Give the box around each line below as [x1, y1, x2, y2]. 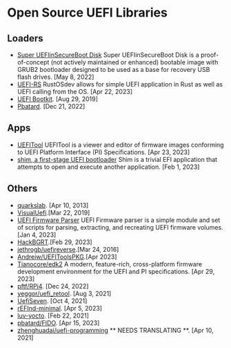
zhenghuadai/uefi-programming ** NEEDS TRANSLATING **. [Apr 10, [17, 326, 214, 334]
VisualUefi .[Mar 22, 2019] [17, 208, 90, 217]
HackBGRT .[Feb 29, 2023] [17, 237, 92, 246]
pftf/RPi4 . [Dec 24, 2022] [17, 282, 89, 290]
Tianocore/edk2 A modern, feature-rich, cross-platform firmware [17, 259, 202, 268]
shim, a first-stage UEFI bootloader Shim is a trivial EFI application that [17, 155, 218, 163]
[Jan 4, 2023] [17, 230, 57, 239]
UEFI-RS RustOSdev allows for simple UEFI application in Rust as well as [17, 80, 223, 88]
